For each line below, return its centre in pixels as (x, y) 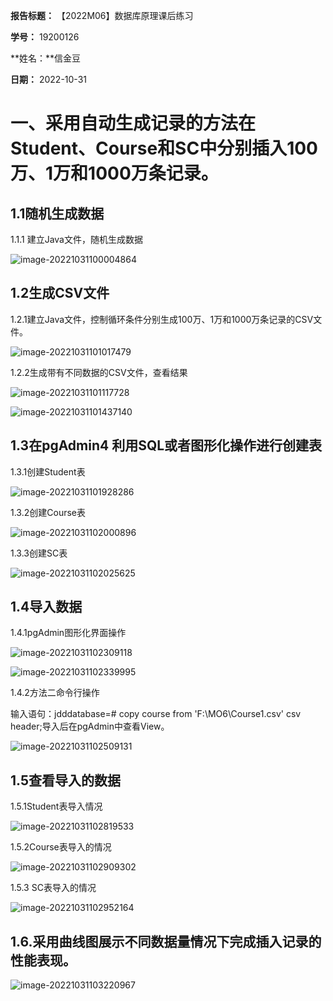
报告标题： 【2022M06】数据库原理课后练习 (102, 15)
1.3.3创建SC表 (39, 553)
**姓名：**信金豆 (46, 58)
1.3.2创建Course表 (48, 512)
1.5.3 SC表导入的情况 (53, 888)
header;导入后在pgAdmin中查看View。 (90, 726)
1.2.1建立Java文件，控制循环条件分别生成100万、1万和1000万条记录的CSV (162, 319)
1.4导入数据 (46, 607)
